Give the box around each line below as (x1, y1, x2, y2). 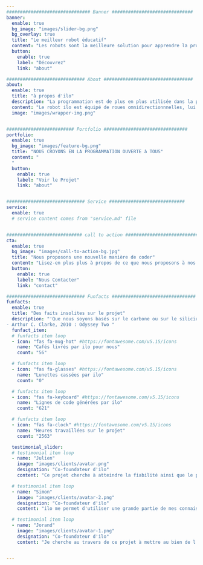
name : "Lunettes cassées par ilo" (17, 372, 104, 378)
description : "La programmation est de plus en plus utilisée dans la (11, 99, 193, 105)
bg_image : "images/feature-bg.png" (11, 143, 101, 149)
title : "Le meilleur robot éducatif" (11, 37, 107, 43)
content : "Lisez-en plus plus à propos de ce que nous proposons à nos (11, 260, 196, 266)
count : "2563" (17, 433, 53, 439)
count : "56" (17, 349, 47, 356)
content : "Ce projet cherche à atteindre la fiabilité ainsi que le (17, 472, 193, 478)
